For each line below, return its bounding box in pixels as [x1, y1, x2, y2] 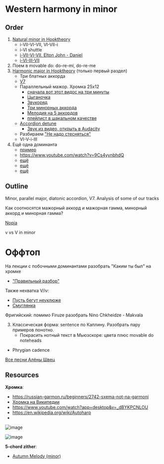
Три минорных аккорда [27, 105, 77, 110]
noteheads [19, 337, 42, 343]
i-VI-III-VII [19, 57, 40, 63]
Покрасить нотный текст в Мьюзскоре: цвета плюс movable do [19, 332, 154, 338]
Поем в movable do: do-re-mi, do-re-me [12, 63, 96, 68]
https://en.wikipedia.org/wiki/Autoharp [12, 410, 91, 415]
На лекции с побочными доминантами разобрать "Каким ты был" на [5, 263, 151, 269]
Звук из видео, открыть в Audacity [27, 126, 100, 132]
